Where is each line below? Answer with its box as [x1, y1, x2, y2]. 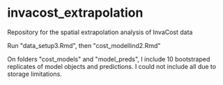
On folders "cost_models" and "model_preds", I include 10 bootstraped [7, 54, 210, 63]
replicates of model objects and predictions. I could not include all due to [7, 62, 217, 70]
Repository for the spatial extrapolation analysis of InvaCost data [7, 28, 193, 36]
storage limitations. [7, 70, 63, 78]
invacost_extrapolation [7, 5, 144, 21]
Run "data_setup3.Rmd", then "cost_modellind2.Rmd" [7, 41, 161, 49]
